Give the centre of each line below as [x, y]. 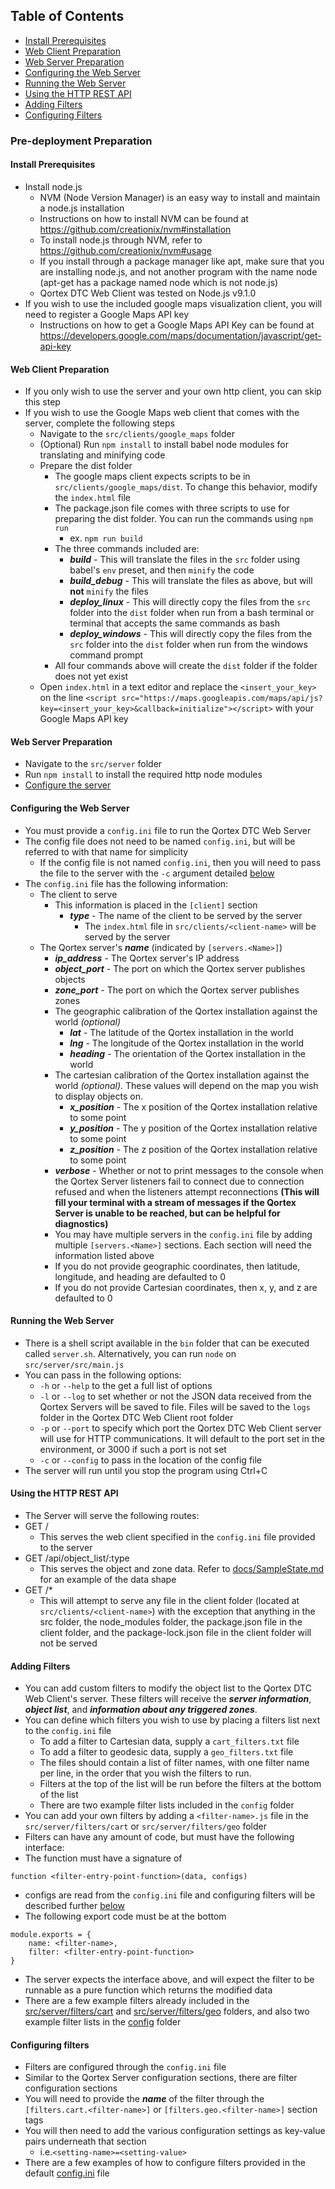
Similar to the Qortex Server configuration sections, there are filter [161, 2078]
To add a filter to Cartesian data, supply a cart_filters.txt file [169, 1741]
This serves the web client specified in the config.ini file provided [177, 1536]
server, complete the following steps [99, 423]
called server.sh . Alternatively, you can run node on [130, 1353]
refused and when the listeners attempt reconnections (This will [187, 1191]
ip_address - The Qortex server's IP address [147, 958]
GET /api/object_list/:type [77, 1558]
